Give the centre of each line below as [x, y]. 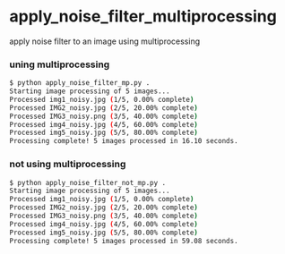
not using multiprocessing [68, 165]
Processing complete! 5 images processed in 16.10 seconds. [124, 141]
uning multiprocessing [60, 64]
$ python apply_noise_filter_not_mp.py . [88, 182]
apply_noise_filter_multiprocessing [143, 17]
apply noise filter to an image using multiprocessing [104, 41]
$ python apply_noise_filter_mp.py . [80, 83]
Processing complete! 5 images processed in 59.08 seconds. [124, 241]
